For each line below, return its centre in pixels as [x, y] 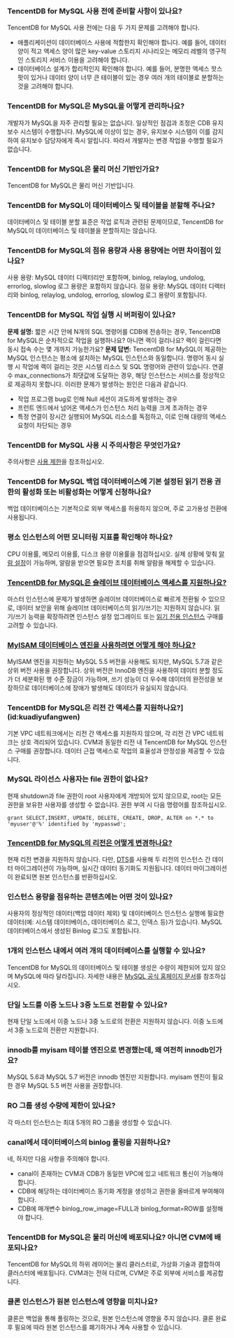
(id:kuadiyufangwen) [44, 717]
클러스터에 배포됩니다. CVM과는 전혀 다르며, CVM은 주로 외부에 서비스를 [106, 1273]
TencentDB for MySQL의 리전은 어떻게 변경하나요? [90, 843]
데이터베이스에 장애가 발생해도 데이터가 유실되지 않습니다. [110, 688]
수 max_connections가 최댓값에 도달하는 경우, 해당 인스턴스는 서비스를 [104, 375]
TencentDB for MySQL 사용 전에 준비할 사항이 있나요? [95, 11]
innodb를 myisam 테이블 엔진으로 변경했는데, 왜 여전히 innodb [108, 1050]
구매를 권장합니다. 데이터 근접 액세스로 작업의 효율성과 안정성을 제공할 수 [113, 751]
